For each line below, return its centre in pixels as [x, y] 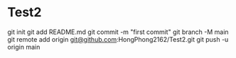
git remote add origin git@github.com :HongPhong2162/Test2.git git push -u [118, 39]
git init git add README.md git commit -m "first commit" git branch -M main [118, 32]
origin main [24, 47]
